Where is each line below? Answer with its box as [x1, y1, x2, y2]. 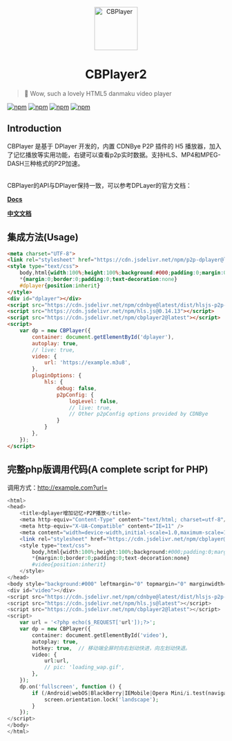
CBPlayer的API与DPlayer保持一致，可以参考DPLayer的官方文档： [7, 181, 192, 189]
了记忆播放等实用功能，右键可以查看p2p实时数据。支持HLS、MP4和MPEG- [7, 151, 221, 159]
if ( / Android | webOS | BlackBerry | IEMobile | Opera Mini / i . [32, 689, 193, 697]
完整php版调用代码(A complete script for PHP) [7, 463, 209, 476]
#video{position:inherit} [32, 561, 107, 568]
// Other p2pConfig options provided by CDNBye [68, 411, 209, 418]
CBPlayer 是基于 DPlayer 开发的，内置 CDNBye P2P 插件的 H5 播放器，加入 [7, 142, 222, 150]
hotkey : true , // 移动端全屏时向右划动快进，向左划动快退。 [32, 644, 191, 652]
